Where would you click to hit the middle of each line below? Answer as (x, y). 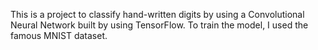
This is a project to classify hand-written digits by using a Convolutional (157, 14)
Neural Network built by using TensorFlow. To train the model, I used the (159, 25)
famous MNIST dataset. (59, 35)
